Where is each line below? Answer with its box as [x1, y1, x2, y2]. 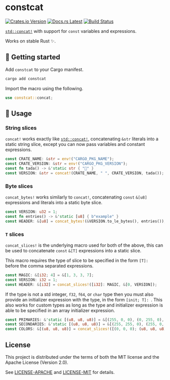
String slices [5, 124, 37, 131]
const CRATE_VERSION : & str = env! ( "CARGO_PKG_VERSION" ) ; [5, 161, 128, 166]
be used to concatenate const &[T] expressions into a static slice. [5, 247, 142, 253]
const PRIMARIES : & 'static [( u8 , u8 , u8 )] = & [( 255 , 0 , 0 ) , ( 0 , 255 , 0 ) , [5, 317, 164, 322]
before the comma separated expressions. [5, 262, 94, 269]
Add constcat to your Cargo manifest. [5, 66, 83, 72]
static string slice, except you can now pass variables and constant [5, 141, 145, 147]
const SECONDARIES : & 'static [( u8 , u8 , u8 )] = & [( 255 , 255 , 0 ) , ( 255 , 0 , [5, 322, 164, 327]
